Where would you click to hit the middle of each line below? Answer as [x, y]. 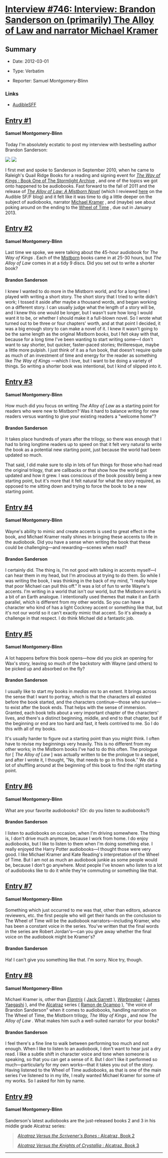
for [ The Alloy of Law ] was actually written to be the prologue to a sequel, [82, 755]
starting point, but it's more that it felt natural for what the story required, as [83, 481]
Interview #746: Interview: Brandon [80, 9]
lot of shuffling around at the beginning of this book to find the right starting [83, 765]
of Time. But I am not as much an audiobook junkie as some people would [81, 860]
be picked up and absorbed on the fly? [45, 669]
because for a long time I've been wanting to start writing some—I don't [79, 339]
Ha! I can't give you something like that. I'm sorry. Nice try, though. [74, 959]
